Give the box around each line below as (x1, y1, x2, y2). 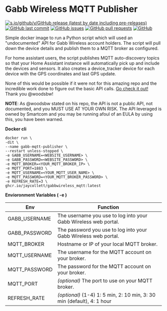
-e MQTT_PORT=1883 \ (5, 166, 48, 171)
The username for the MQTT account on (57, 249, 152, 255)
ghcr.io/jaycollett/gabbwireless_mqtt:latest (5, 183, 101, 188)
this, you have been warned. (5, 116, 64, 122)
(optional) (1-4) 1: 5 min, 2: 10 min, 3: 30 (57, 291, 156, 298)
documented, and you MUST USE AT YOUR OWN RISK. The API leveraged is (5, 106, 162, 112)
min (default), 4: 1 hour (57, 298, 112, 305)
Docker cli (5, 125, 26, 132)
